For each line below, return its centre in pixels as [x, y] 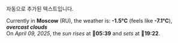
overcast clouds [27, 27]
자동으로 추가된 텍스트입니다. [40, 9]
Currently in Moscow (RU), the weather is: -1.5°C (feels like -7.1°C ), [89, 21]
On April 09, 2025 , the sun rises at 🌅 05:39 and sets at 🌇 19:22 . [83, 33]
